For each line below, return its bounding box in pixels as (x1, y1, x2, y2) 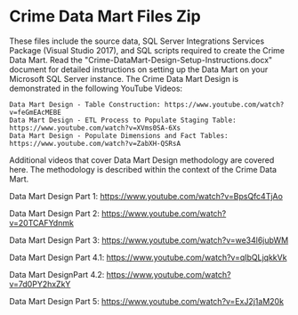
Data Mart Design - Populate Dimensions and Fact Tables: (9, 131, 229, 140)
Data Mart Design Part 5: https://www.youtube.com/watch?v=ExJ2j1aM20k (9, 295, 285, 306)
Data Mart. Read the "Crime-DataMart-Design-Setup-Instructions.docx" (9, 54, 273, 65)
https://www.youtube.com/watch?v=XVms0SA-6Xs (9, 123, 181, 133)
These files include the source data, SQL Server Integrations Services (9, 36, 265, 46)
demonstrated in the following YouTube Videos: (9, 83, 183, 93)
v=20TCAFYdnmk (9, 217, 74, 228)
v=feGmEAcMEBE (9, 108, 62, 117)
